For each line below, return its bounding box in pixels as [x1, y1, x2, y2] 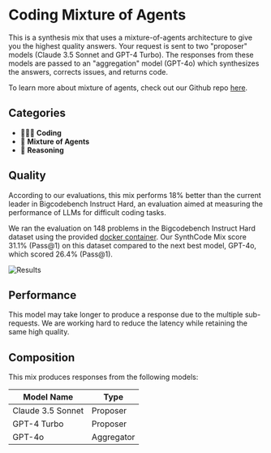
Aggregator [92, 432, 135, 443]
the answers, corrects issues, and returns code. [8, 67, 169, 76]
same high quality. [8, 327, 70, 337]
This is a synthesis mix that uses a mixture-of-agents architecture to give [8, 32, 253, 42]
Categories [8, 106, 67, 120]
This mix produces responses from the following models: [8, 372, 199, 382]
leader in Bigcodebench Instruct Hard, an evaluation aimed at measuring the [8, 199, 264, 209]
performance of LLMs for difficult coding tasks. [8, 207, 166, 217]
